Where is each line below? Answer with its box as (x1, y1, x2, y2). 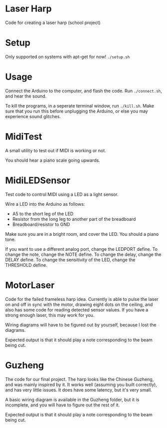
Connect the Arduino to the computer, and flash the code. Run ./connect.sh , (5, 88, 162, 94)
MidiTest (5, 131, 42, 142)
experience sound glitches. (5, 113, 61, 119)
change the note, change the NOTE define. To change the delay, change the (5, 251, 162, 257)
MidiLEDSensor (5, 175, 71, 186)
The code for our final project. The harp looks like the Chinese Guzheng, (5, 376, 154, 382)
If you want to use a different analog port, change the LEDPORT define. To (5, 246, 158, 252)
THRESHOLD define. (5, 262, 47, 268)
